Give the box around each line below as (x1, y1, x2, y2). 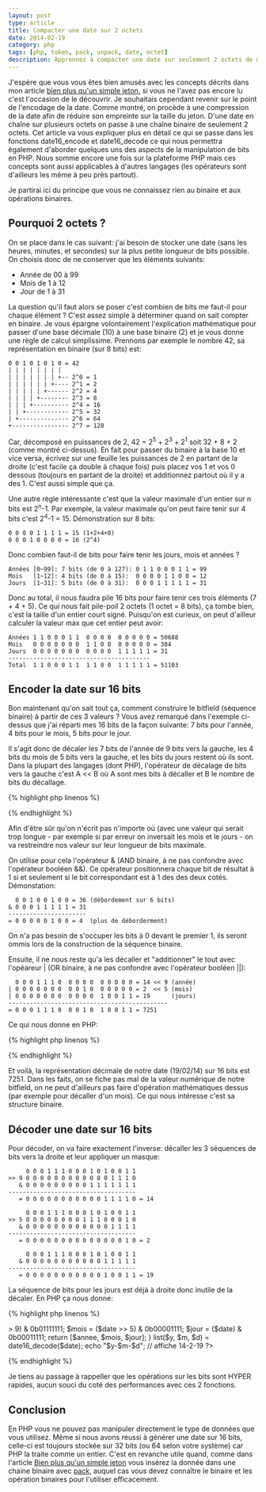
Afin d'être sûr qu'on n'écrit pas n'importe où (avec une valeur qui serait (8, 824, 244, 833)
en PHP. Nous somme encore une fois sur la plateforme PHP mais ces (8, 153, 236, 162)
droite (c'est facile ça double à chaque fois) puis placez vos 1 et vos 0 (8, 462, 236, 472)
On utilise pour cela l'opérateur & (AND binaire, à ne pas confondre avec (8, 856, 244, 865)
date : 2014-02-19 (8, 33, 66, 42)
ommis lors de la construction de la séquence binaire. (8, 940, 184, 949)
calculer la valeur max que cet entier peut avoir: (8, 618, 164, 628)
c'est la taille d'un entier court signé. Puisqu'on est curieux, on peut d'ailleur (8, 609, 256, 619)
